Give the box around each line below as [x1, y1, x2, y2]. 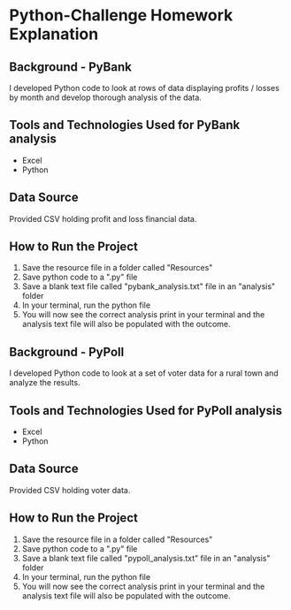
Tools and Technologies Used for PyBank [9, 118, 241, 133]
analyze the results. [9, 377, 81, 388]
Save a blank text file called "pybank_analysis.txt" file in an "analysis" [21, 281, 276, 292]
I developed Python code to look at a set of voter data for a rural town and [9, 368, 279, 378]
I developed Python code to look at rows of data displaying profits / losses [9, 83, 280, 93]
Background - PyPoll [9, 344, 125, 359]
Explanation [9, 24, 99, 44]
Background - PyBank [9, 59, 133, 74]
